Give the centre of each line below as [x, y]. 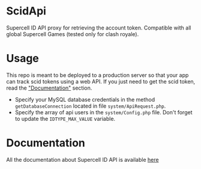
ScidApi [26, 11]
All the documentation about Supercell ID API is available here [82, 159]
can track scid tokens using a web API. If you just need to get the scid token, [101, 81]
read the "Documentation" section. [49, 88]
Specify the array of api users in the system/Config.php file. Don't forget [103, 112]
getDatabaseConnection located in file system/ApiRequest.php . [90, 106]
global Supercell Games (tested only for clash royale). [73, 34]
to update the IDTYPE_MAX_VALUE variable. [65, 118]
